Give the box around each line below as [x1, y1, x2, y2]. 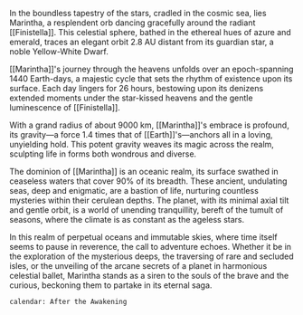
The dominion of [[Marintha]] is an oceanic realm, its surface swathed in [9, 167, 279, 177]
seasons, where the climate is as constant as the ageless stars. [9, 215, 245, 224]
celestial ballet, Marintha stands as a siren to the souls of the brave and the [9, 271, 289, 281]
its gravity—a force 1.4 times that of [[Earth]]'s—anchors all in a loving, [9, 129, 273, 139]
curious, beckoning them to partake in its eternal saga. [9, 280, 213, 291]
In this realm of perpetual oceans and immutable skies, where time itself [9, 232, 278, 243]
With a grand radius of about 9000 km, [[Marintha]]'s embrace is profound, [9, 119, 289, 130]
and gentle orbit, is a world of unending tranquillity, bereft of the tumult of [9, 205, 284, 215]
